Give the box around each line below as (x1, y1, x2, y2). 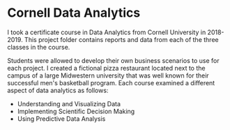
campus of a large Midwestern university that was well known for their (7, 71, 209, 80)
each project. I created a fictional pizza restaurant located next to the (7, 64, 206, 72)
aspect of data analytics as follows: (7, 86, 109, 94)
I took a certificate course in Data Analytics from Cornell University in (7, 28, 206, 36)
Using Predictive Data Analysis (17, 114, 106, 123)
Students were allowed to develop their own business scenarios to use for (7, 56, 220, 64)
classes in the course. (7, 43, 70, 51)
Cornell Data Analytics (7, 5, 141, 21)
